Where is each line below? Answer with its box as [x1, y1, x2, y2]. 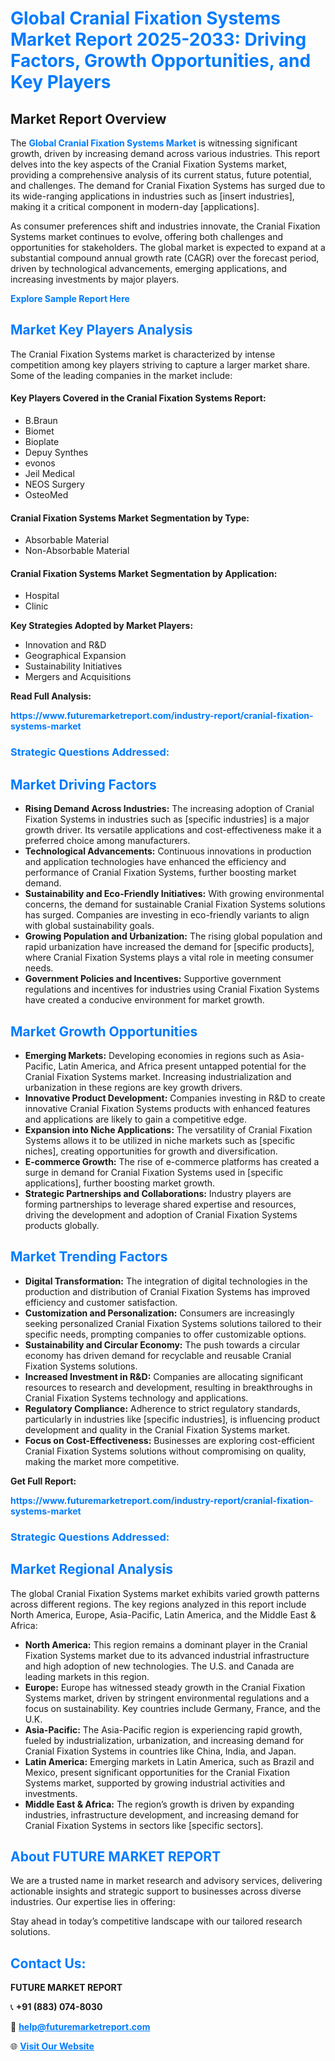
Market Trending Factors [10, 1248, 168, 1266]
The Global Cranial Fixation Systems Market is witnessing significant [10, 137, 298, 149]
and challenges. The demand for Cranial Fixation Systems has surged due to [10, 180, 326, 191]
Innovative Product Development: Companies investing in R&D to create [24, 1092, 326, 1104]
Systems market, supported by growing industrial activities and [24, 1777, 285, 1789]
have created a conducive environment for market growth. [24, 994, 265, 1006]
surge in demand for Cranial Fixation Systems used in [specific [24, 1166, 284, 1178]
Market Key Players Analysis [10, 322, 193, 339]
